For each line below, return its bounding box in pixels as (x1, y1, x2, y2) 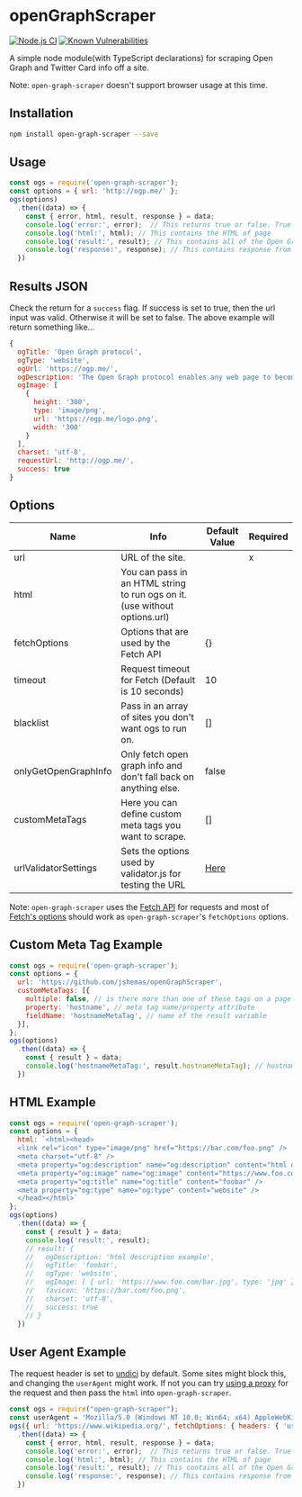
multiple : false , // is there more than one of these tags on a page (25, 995, 292, 1004)
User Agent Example (9, 1344, 127, 1359)
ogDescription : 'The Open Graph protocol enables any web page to (17, 373, 271, 382)
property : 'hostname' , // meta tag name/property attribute (25, 1003, 255, 1012)
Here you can (120, 796, 178, 808)
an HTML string (120, 577, 187, 590)
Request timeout (120, 663, 191, 675)
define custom (120, 807, 182, 820)
